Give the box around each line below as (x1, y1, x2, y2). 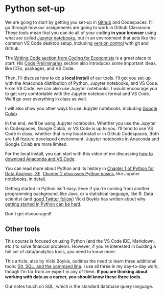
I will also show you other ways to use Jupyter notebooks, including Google (5, 105, 158, 111)
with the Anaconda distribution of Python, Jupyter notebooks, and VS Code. (5, 80, 159, 86)
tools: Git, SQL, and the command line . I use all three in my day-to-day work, (5, 263, 159, 269)
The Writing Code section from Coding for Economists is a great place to (5, 55, 152, 61)
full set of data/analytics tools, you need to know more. (5, 248, 117, 254)
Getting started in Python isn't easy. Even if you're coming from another (5, 185, 150, 191)
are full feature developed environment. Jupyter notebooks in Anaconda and (5, 136, 160, 142)
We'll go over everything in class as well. (5, 96, 87, 101)
